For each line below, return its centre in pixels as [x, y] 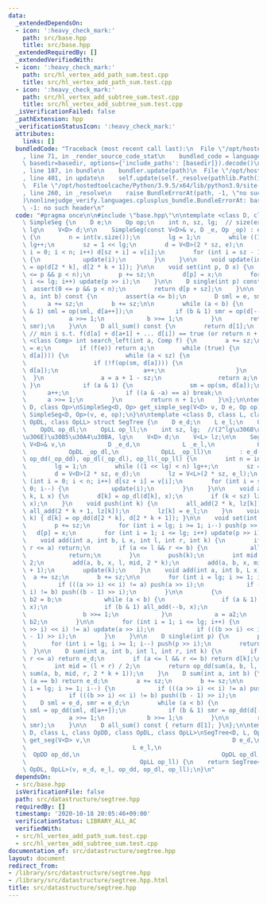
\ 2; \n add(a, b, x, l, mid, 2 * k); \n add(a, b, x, [136, 563]
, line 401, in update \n [64, 178]
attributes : [35, 134]
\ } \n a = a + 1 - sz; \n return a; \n [140, 378]
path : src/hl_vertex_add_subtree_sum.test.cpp [101, 97]
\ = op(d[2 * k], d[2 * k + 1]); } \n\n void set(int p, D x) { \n [138, 267]
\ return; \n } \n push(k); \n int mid [140, 555]
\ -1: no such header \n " [64, 208]
